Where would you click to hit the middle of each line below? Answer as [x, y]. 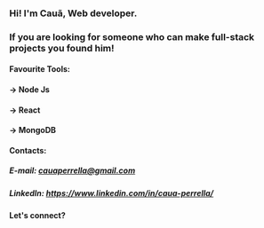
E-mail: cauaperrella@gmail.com [72, 170]
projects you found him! [62, 48]
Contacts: [28, 150]
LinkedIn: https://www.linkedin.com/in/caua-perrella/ [112, 193]
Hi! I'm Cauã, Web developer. [73, 13]
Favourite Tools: [40, 69]
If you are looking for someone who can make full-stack [132, 36]
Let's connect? [37, 216]
